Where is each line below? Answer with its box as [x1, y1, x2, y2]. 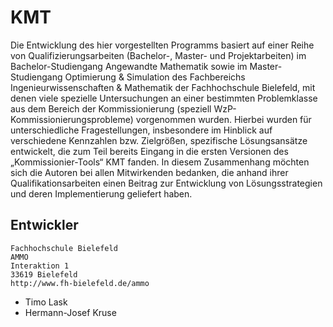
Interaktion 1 [10, 261, 70, 271]
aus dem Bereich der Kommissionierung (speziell [10, 102, 212, 115]
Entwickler [10, 217, 79, 234]
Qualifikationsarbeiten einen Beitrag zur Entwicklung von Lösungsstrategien [10, 177, 323, 189]
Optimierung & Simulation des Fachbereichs [64, 71, 246, 83]
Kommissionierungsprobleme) [10, 113, 134, 125]
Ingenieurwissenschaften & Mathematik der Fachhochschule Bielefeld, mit [10, 81, 316, 93]
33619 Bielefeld [10, 269, 78, 280]
